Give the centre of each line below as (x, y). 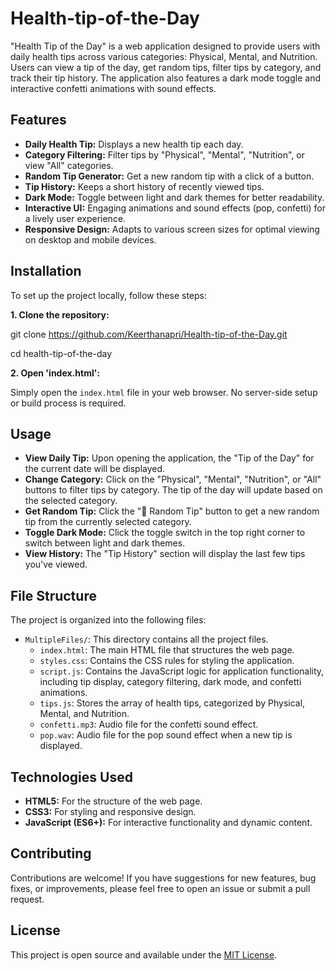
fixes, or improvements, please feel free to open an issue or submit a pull (160, 888)
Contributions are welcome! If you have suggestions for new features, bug (163, 878)
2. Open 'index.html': (55, 373)
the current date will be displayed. (95, 469)
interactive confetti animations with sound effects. (113, 88)
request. (27, 899)
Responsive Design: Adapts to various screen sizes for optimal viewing (172, 229)
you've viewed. (56, 564)
